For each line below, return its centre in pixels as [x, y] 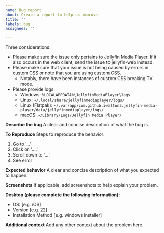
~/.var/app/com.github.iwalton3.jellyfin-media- [106, 106]
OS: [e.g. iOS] [27, 205]
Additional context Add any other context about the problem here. [74, 225]
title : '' [16, 19]
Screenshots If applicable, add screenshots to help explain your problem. [82, 185]
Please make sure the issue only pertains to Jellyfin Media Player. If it [85, 57]
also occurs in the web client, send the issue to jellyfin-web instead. [83, 62]
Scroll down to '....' [32, 155]
